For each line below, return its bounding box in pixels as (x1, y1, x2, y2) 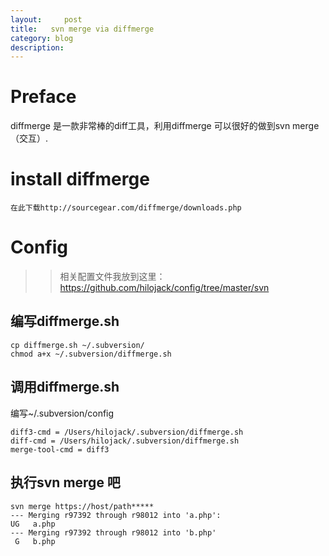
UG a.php (10, 519, 56, 529)
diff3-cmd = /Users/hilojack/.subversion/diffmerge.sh (10, 427, 244, 437)
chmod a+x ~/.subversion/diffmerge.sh (10, 349, 172, 359)
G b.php (14, 536, 56, 546)
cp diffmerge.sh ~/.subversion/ (10, 340, 145, 350)
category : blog (10, 33, 74, 43)
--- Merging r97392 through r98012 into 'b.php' (10, 527, 217, 538)
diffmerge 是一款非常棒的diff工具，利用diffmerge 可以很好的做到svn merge (10, 120, 320, 132)
